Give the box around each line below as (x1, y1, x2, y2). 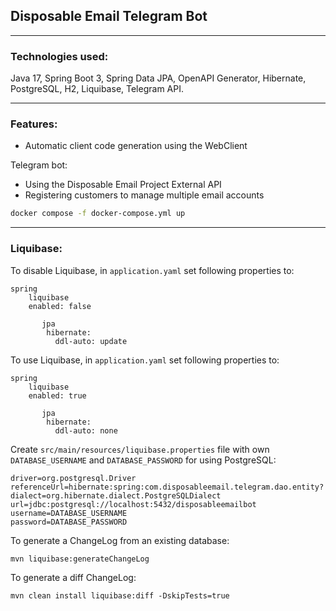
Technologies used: (10, 49, 109, 63)
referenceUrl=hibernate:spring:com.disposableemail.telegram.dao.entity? (10, 482, 325, 492)
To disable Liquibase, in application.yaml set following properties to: (10, 264, 295, 276)
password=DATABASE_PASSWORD (10, 517, 128, 527)
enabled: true (28, 390, 87, 401)
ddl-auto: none (54, 425, 118, 436)
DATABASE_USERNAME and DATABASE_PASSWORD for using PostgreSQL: (10, 454, 277, 466)
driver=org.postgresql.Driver (10, 473, 137, 483)
